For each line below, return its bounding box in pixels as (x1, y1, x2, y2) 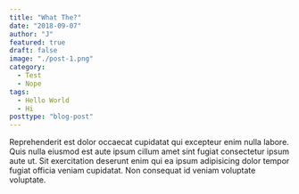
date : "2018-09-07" (9, 21, 82, 30)
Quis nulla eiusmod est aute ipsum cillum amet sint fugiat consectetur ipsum (9, 146, 290, 157)
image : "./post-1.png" (9, 54, 94, 63)
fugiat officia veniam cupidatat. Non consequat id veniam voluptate (9, 166, 256, 176)
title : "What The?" (9, 12, 82, 22)
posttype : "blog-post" (9, 112, 94, 121)
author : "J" (9, 29, 54, 38)
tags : (9, 87, 29, 96)
